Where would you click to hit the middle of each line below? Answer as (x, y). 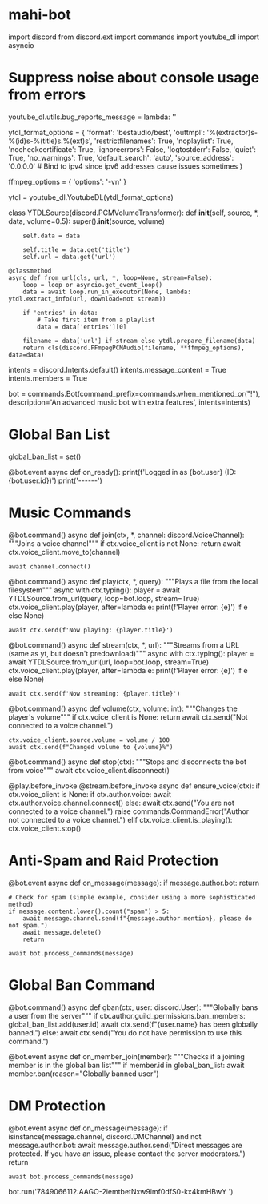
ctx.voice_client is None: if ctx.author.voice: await (90, 794)
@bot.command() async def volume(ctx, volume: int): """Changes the (123, 708)
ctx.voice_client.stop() (45, 828)
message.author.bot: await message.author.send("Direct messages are (125, 1145)
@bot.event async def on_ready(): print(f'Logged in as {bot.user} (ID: (122, 472)
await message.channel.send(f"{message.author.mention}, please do (137, 918)
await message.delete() (62, 932)
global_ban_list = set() (45, 456)
